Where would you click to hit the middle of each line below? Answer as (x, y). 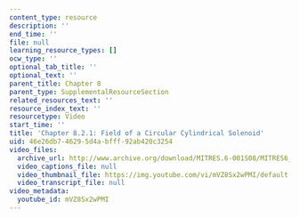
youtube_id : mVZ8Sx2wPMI (63, 200)
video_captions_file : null (67, 166)
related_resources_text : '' (61, 100)
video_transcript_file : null (71, 183)
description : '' (39, 26)
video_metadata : (39, 191)
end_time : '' (33, 34)
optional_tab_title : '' (53, 68)
